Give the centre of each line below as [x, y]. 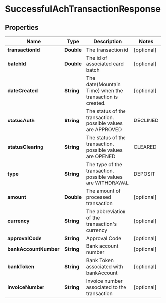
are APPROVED [104, 130]
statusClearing [25, 147]
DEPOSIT [145, 174]
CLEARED [145, 147]
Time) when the [104, 91]
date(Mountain [104, 84]
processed [99, 197]
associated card [105, 64]
